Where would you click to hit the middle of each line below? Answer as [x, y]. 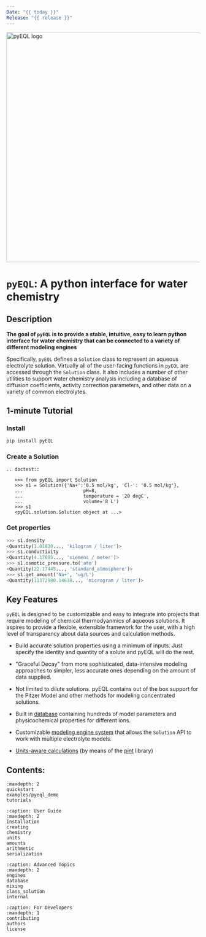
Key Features [32, 600]
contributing [23, 919]
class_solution [26, 892]
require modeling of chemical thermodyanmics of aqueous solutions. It [96, 621]
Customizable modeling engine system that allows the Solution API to [103, 732]
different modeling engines [42, 347]
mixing [15, 886]
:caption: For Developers [39, 908]
